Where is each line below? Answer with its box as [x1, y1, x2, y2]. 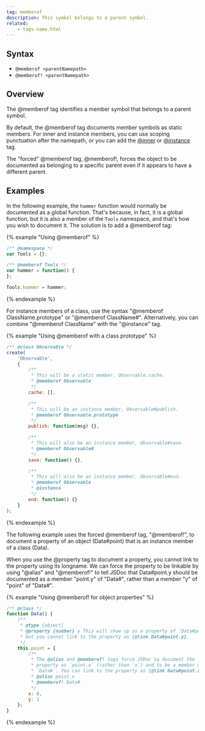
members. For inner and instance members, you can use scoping [6, 130, 170, 138]
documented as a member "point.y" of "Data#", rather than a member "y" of [6, 575, 198, 582]
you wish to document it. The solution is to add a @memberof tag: [6, 221, 173, 229]
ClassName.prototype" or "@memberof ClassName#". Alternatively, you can [6, 313, 198, 321]
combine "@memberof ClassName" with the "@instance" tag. [6, 320, 162, 327]
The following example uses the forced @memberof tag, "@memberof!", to [6, 530, 195, 538]
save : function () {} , [28, 457, 84, 463]
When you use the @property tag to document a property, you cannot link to [6, 555, 199, 563]
